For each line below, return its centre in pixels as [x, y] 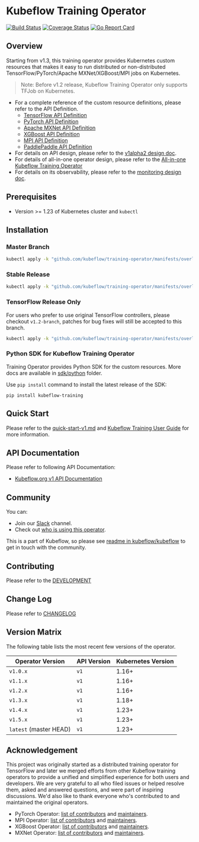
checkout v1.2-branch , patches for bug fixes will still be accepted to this [94, 321]
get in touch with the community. [46, 548]
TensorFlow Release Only [44, 302]
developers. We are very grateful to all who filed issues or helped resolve [95, 784]
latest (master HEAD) [40, 729]
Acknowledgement [42, 750]
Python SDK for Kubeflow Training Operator [70, 354]
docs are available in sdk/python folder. [54, 373]
